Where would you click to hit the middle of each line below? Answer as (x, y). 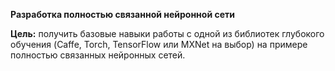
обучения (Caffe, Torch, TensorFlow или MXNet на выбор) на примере (159, 44)
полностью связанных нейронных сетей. (98, 55)
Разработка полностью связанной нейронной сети (122, 14)
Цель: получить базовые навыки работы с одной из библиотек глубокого (167, 33)
